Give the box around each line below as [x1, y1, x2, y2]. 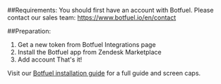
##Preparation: [7, 27, 52, 35]
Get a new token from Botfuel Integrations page [17, 41, 157, 48]
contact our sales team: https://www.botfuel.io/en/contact [7, 13, 177, 22]
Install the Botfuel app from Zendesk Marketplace [17, 48, 162, 56]
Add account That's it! [17, 55, 83, 64]
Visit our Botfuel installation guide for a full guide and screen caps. [7, 69, 201, 77]
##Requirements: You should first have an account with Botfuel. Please [7, 6, 214, 14]
